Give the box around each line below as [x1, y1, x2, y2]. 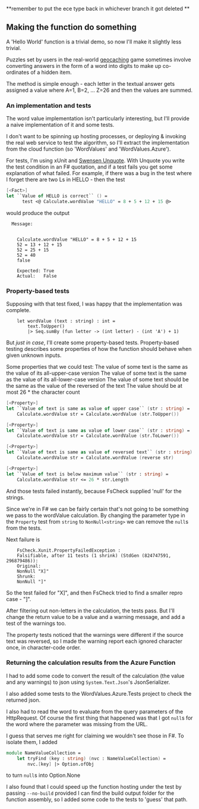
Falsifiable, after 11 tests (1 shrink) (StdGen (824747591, [17, 552, 171, 559]
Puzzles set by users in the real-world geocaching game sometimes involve [6, 56, 191, 63]
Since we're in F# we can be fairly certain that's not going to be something [6, 505, 189, 512]
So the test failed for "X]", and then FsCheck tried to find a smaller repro [6, 589, 183, 596]
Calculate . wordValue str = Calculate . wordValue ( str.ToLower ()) [17, 433, 179, 439]
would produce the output [6, 209, 70, 216]
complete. [6, 307, 31, 314]
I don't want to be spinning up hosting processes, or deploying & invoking [6, 133, 187, 140]
